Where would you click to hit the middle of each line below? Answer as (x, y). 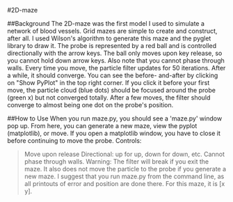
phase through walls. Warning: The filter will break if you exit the (116, 162)
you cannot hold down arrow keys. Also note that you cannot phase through (116, 61)
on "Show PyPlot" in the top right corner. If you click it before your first (109, 83)
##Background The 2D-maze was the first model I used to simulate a (106, 23)
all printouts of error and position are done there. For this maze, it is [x (124, 184)
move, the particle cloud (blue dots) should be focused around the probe (111, 90)
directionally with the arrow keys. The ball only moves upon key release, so (115, 53)
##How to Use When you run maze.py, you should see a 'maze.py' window (115, 118)
